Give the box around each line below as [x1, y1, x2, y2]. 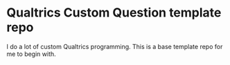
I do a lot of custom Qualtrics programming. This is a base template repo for [6, 42, 223, 50]
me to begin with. [6, 50, 56, 58]
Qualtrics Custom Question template [6, 5, 222, 21]
